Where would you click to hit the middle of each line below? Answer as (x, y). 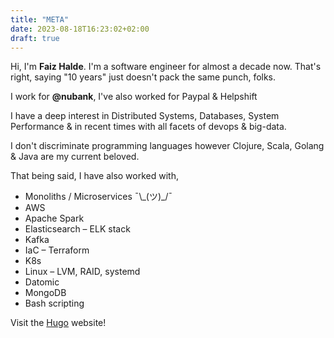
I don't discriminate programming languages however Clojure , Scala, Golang (167, 146)
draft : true (35, 38)
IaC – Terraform (57, 250)
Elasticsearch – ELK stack (77, 229)
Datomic (42, 282)
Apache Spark (54, 218)
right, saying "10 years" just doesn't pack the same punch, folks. (143, 77)
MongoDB (45, 293)
